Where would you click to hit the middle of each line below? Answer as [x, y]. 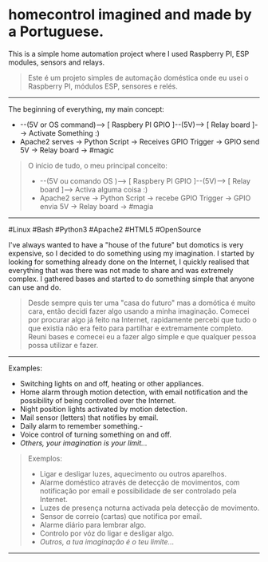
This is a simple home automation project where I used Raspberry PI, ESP [129, 53]
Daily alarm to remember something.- [81, 425]
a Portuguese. [56, 32]
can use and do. [35, 287]
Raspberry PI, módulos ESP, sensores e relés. [102, 86]
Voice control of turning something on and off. [95, 434]
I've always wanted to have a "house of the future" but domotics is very [126, 244]
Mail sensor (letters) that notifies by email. [89, 418]
